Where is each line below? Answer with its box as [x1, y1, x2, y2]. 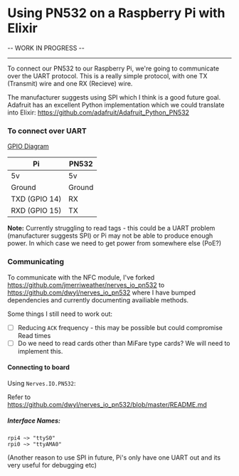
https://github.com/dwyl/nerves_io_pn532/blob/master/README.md [7, 400, 208, 408]
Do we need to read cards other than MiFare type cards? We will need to [17, 339, 230, 347]
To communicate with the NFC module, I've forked [7, 273, 155, 282]
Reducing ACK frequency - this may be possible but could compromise [17, 323, 223, 332]
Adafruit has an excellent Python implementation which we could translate [7, 100, 225, 109]
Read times [17, 331, 51, 339]
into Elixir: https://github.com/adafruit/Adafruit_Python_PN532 [7, 108, 190, 117]
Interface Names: [7, 416, 61, 425]
